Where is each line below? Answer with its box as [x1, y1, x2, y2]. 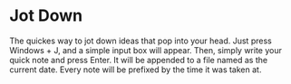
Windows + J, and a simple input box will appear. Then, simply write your [9, 44, 283, 55]
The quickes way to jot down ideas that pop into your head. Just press [9, 35, 272, 46]
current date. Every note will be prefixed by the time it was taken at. [9, 64, 262, 75]
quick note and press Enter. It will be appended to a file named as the [9, 54, 268, 65]
